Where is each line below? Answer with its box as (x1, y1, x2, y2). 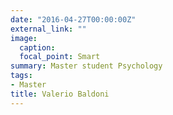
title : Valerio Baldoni (10, 89, 110, 99)
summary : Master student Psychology (10, 61, 163, 71)
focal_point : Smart (19, 52, 101, 62)
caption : (19, 42, 56, 53)
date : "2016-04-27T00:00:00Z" (10, 14, 137, 25)
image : (10, 33, 38, 43)
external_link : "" (10, 24, 87, 34)
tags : (10, 71, 33, 81)
